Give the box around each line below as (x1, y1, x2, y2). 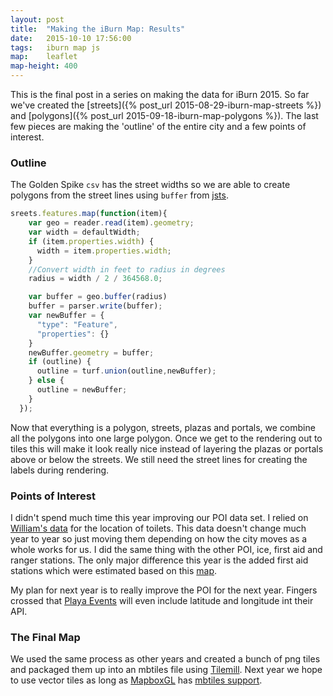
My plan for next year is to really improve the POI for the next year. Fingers (10, 584, 318, 596)
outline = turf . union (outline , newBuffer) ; (36, 366, 217, 376)
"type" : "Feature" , (36, 319, 118, 330)
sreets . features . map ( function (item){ (10, 209, 168, 219)
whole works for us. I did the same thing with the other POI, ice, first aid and (10, 543, 323, 555)
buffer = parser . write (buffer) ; (28, 301, 163, 311)
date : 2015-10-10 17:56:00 (10, 33, 132, 43)
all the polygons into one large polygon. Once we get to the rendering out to (10, 432, 323, 444)
